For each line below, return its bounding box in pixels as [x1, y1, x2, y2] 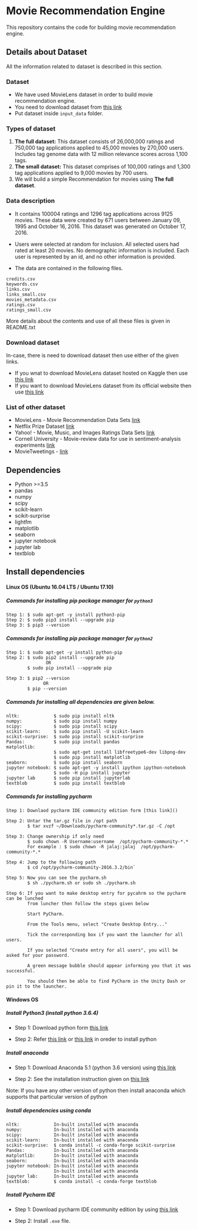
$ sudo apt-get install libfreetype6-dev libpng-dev [53, 749, 186, 755]
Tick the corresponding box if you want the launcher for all [27, 932, 183, 937]
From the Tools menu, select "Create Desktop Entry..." [27, 921, 168, 927]
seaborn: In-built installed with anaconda [6, 1158, 139, 1164]
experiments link [14, 442, 55, 449]
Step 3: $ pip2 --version [6, 675, 70, 681]
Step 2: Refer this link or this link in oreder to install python [14, 1036, 157, 1043]
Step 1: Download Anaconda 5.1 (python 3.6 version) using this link [14, 1064, 176, 1071]
